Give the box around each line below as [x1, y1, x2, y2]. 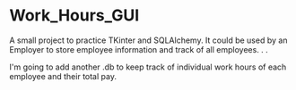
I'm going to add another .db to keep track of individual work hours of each [9, 61, 287, 72]
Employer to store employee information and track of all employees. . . [9, 44, 269, 54]
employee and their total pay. [9, 70, 117, 81]
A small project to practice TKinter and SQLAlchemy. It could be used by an [9, 35, 288, 45]
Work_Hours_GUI [9, 5, 140, 26]
